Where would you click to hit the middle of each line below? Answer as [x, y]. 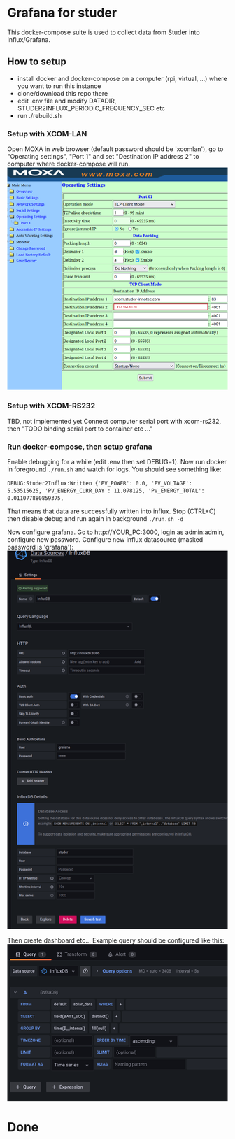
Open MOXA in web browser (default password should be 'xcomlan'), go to [115, 149]
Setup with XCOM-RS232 [51, 406]
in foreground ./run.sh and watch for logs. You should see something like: [114, 469]
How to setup [37, 62]
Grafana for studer [62, 13]
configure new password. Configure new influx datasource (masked [105, 539]
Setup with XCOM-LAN [47, 134]
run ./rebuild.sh [39, 115]
